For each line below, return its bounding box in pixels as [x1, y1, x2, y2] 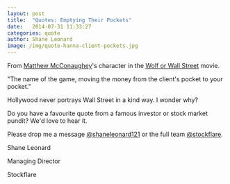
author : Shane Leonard [7, 36, 73, 43]
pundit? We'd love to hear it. [7, 117, 88, 125]
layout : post [7, 10, 45, 17]
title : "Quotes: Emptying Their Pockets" [7, 17, 132, 24]
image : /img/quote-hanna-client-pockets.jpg [7, 42, 138, 49]
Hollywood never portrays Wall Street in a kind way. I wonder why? [7, 96, 199, 104]
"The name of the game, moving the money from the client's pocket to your [7, 75, 224, 83]
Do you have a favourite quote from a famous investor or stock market [7, 109, 208, 117]
